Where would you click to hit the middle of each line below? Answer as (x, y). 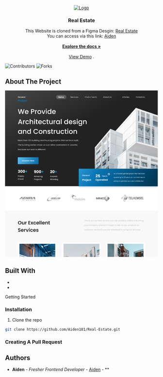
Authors (18, 358)
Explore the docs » (81, 47)
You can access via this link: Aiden (81, 36)
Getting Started (20, 297)
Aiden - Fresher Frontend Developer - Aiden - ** (61, 370)
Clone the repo (27, 320)
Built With (20, 270)
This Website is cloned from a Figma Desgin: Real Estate (81, 31)
